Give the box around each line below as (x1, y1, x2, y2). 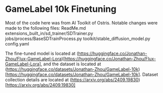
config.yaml (5, 41, 30, 46)
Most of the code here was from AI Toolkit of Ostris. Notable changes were (5, 20, 158, 26)
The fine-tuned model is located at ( (5, 50, 79, 56)
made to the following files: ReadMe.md (5, 25, 86, 31)
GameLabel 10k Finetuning (5, 3, 117, 15)
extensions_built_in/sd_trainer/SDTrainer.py (5, 30, 93, 36)
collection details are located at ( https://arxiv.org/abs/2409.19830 (5, 77, 139, 83)
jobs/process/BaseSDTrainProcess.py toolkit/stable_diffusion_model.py (5, 36, 151, 42)
